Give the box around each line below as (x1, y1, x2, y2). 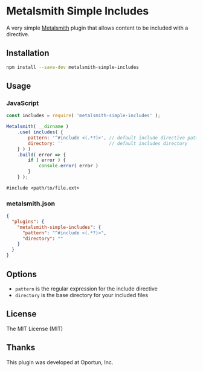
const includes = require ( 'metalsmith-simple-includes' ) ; (6, 113, 161, 119)
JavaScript (6, 98, 39, 107)
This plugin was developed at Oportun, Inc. (6, 358, 114, 366)
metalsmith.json (6, 199, 56, 208)
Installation (6, 48, 50, 59)
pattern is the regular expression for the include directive (14, 285, 158, 292)
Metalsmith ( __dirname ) (6, 124, 69, 130)
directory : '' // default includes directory (28, 140, 188, 146)
